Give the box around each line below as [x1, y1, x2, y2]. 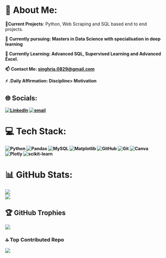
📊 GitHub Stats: [5, 169, 73, 180]
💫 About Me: [5, 4, 58, 16]
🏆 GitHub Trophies [5, 209, 66, 217]
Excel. [5, 56, 18, 62]
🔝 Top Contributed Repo [5, 236, 65, 243]
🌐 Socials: [5, 94, 38, 102]
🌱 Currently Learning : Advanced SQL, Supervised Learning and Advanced [5, 51, 162, 57]
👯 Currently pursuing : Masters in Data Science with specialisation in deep [5, 36, 161, 42]
